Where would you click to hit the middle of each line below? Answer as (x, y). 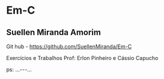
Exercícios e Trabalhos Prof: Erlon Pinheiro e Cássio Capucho (82, 58)
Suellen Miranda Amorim (53, 32)
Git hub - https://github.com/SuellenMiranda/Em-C (69, 46)
